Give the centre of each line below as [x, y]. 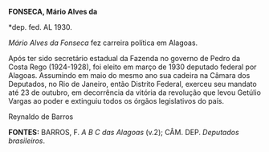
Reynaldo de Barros [41, 117]
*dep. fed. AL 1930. [40, 27]
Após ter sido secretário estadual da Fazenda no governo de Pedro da [124, 58]
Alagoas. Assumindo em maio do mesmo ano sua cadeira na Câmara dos [129, 75]
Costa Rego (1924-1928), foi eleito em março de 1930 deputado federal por [132, 67]
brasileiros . [27, 141]
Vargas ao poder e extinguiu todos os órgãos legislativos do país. [116, 101]
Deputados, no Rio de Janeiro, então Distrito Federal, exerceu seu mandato [132, 84]
